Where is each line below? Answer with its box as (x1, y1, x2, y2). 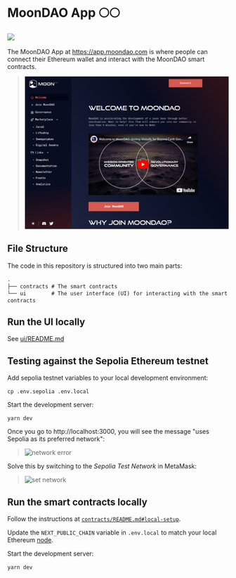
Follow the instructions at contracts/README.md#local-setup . (7, 514, 181, 523)
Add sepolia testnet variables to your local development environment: (7, 373, 209, 383)
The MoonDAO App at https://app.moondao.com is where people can (7, 47, 209, 56)
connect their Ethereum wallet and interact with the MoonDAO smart (7, 55, 205, 63)
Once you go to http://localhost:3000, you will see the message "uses (7, 428, 209, 436)
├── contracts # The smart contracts (7, 283, 118, 290)
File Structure (7, 243, 68, 255)
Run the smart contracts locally (7, 496, 147, 508)
